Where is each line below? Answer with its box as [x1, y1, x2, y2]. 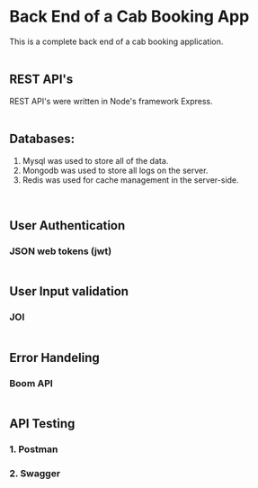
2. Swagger [9, 466, 61, 479]
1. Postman [9, 443, 58, 456]
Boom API [9, 376, 54, 389]
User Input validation [9, 284, 129, 299]
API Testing [9, 416, 76, 431]
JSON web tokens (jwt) [9, 245, 112, 258]
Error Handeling [9, 349, 101, 366]
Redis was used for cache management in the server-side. [22, 174, 240, 185]
